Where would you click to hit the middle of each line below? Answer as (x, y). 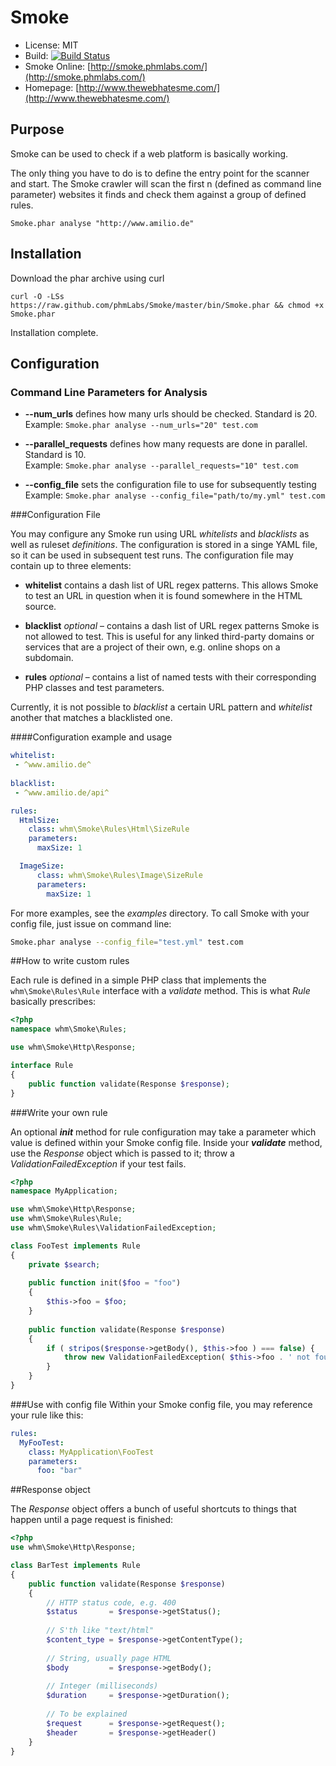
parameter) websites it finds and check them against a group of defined (158, 194)
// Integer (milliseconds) (102, 1686)
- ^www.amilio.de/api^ (62, 792)
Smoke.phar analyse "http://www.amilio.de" (102, 223)
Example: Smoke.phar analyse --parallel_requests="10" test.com (161, 465)
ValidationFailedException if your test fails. (98, 1163)
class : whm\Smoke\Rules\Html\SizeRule (109, 829)
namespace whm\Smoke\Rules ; (69, 1029)
